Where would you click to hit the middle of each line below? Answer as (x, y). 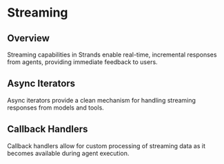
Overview (29, 38)
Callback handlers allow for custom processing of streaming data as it (106, 145)
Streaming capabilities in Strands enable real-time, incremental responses (112, 54)
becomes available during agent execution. (68, 153)
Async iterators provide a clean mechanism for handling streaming (102, 100)
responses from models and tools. (56, 107)
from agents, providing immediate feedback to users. (82, 62)
